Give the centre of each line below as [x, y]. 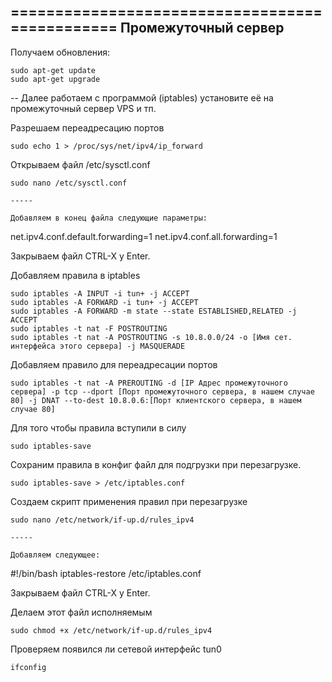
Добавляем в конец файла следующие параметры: [109, 218]
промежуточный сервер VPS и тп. [83, 108]
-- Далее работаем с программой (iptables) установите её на [142, 97]
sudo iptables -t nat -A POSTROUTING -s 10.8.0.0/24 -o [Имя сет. [151, 337]
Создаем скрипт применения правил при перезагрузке [129, 501]
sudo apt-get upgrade [55, 79]
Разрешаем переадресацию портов [87, 127]
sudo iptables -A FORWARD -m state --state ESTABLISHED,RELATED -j [154, 311]
